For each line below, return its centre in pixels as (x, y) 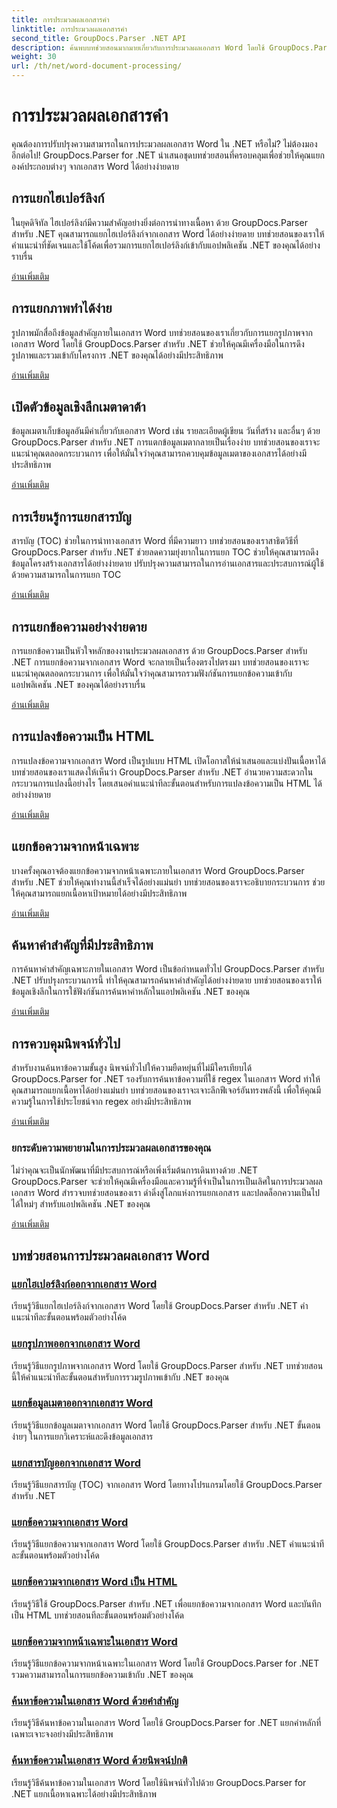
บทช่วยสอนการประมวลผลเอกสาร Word (111, 1255)
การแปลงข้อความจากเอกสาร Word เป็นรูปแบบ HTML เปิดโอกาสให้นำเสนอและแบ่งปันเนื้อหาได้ (168, 760)
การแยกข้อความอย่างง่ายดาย (79, 626)
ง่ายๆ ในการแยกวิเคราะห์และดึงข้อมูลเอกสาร (82, 1436)
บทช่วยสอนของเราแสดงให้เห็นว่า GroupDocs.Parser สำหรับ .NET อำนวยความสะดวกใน (162, 772)
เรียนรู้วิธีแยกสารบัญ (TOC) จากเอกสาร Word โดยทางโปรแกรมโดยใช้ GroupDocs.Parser (167, 1485)
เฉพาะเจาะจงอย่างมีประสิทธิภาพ (62, 1734)
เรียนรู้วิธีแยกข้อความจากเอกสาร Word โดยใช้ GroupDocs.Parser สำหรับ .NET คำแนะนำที (168, 1544)
